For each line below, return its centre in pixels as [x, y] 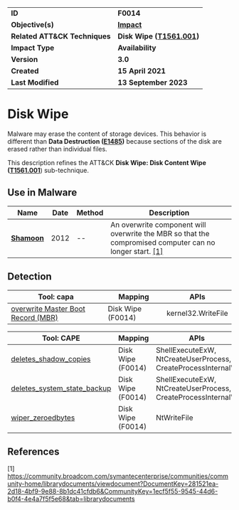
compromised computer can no [163, 243]
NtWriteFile [174, 418]
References [33, 451]
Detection [30, 277]
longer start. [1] [137, 251]
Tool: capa [56, 297]
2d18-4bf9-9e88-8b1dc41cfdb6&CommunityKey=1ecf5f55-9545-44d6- [113, 492]
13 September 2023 [153, 83]
